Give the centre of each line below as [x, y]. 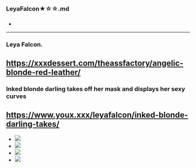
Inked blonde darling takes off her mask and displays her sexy [96, 89]
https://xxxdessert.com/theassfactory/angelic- [95, 63]
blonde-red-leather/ [43, 73]
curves [16, 96]
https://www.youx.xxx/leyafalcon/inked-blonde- [97, 115]
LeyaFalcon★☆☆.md [38, 9]
